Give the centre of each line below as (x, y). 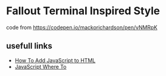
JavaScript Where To (40, 66)
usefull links (29, 46)
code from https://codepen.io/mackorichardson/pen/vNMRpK (82, 27)
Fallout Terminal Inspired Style (83, 11)
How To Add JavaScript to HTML (55, 60)
